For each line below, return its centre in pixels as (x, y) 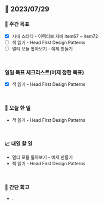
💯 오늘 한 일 (18, 108)
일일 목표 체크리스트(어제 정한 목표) (44, 72)
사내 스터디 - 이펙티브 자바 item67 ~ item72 (55, 36)
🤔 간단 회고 (17, 187)
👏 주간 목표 (17, 24)
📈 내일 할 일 (19, 144)
